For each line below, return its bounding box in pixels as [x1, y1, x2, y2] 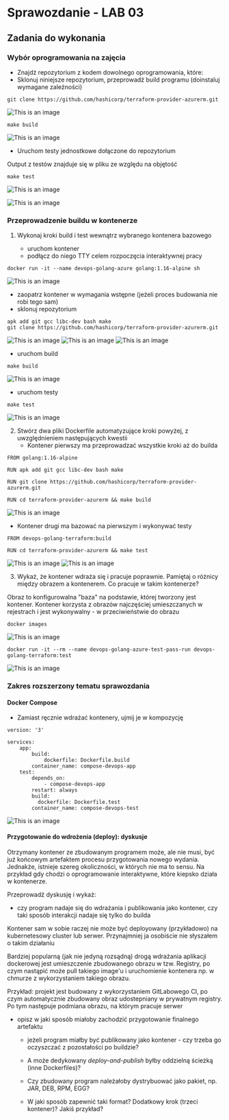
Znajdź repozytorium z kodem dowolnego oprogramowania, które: [16, 68, 204, 76]
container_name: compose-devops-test [31, 805, 139, 812]
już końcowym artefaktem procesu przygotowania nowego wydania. [7, 855, 200, 863]
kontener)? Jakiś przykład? [27, 1104, 104, 1112]
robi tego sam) [16, 298, 59, 306]
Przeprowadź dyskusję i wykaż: [7, 890, 96, 898]
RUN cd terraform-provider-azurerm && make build [7, 497, 152, 503]
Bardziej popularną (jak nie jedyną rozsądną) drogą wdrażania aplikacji [7, 952, 206, 960]
